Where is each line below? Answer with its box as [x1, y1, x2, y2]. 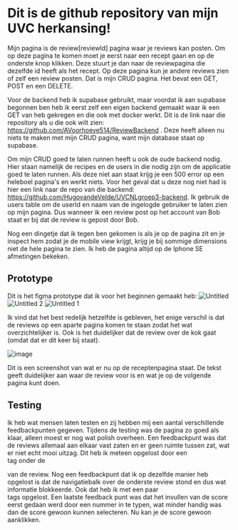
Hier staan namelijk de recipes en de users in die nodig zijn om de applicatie [7, 162, 231, 170]
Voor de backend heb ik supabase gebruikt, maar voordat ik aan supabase [7, 95, 227, 104]
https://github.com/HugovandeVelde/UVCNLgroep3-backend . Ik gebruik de [7, 193, 229, 201]
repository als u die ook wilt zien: [7, 118, 105, 126]
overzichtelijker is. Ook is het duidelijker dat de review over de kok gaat [7, 328, 217, 337]
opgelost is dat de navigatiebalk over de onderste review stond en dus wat [7, 477, 227, 486]
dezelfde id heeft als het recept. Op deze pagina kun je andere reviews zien [7, 66, 229, 75]
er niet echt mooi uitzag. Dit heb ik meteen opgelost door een [7, 448, 187, 457]
